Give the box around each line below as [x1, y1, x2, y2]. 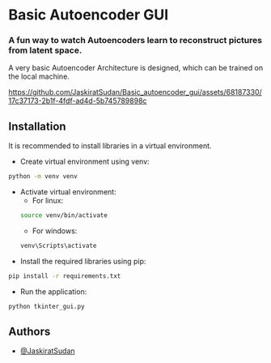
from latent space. [8, 45, 83, 56]
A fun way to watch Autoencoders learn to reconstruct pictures [8, 35, 263, 46]
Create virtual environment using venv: [19, 156, 150, 167]
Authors [8, 325, 51, 339]
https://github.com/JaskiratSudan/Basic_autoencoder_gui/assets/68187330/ [8, 88, 263, 97]
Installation [8, 119, 66, 133]
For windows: [32, 226, 78, 236]
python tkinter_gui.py [8, 302, 85, 310]
